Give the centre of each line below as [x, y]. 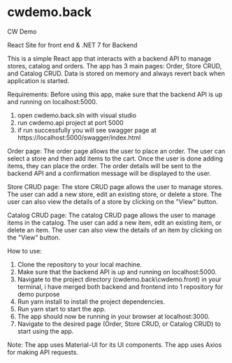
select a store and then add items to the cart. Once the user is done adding [115, 158]
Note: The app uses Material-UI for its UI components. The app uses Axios [115, 345]
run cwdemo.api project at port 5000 [70, 122]
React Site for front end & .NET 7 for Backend [72, 45]
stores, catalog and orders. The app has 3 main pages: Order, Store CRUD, [115, 66]
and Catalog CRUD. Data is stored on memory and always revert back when [116, 73]
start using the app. [45, 331]
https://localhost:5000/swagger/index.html [79, 138]
